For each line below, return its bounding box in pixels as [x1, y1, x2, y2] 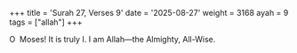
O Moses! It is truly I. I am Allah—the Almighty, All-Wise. [9, 34, 216, 44]
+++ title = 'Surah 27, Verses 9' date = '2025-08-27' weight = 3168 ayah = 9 [9, 8, 289, 18]
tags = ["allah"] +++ [9, 17, 83, 27]
